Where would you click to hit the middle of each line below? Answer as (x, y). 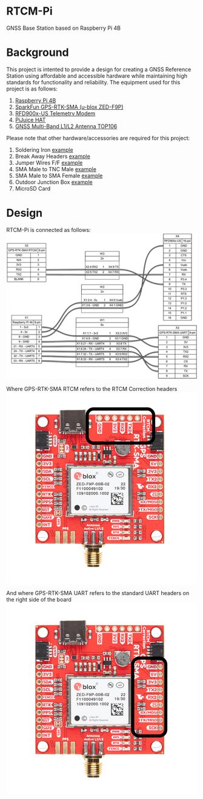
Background (38, 53)
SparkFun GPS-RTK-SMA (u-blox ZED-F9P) (69, 107)
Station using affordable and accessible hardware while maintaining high (97, 76)
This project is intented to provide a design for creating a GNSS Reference (99, 69)
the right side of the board (39, 599)
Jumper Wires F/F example (49, 163)
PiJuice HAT (30, 120)
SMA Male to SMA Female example (59, 175)
